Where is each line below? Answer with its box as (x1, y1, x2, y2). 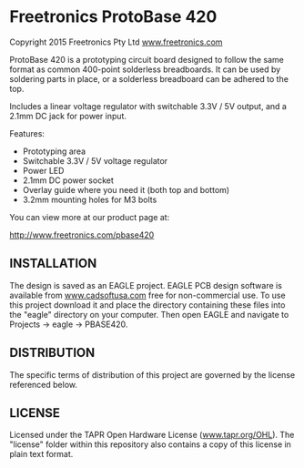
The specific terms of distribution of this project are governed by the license (9, 369, 296, 380)
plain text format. (9, 449, 74, 460)
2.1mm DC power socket (22, 175, 114, 186)
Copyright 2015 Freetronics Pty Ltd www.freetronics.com (9, 36, 223, 47)
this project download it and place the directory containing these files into (9, 299, 286, 310)
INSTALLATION (9, 256, 97, 271)
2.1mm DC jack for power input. (9, 110, 127, 121)
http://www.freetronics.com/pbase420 (9, 229, 155, 240)
